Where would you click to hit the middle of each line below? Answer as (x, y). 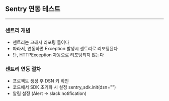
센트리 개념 (18, 30)
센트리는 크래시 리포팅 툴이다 (41, 42)
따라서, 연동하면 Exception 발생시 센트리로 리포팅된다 (65, 49)
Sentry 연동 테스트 (33, 9)
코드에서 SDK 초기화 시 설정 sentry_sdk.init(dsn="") (64, 87)
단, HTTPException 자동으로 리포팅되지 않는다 (58, 55)
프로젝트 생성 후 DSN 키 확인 (40, 81)
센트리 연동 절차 (23, 69)
